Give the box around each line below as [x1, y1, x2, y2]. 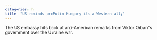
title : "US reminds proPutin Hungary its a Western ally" [5, 11, 125, 16]
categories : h [5, 7, 34, 12]
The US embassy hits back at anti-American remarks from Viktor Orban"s [5, 24, 152, 30]
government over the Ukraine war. [5, 30, 74, 35]
